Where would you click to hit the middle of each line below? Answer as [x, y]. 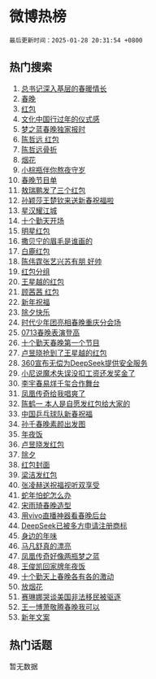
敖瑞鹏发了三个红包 [53, 190]
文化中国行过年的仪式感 [60, 119]
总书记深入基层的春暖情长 [64, 88]
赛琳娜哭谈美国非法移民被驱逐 [71, 596]
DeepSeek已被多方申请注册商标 [74, 525]
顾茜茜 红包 [40, 292]
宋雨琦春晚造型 [46, 505]
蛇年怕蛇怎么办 [46, 495]
